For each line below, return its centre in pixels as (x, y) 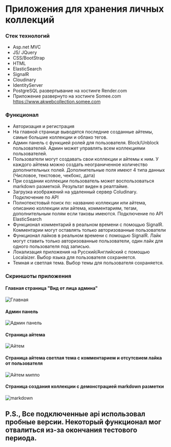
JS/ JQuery (25, 52)
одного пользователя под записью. (51, 246)
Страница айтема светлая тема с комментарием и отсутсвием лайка (84, 358)
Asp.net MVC (27, 47)
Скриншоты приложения (38, 276)
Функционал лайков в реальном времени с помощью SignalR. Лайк (87, 235)
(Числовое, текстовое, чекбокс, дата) (54, 175)
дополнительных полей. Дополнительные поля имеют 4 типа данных (89, 170)
